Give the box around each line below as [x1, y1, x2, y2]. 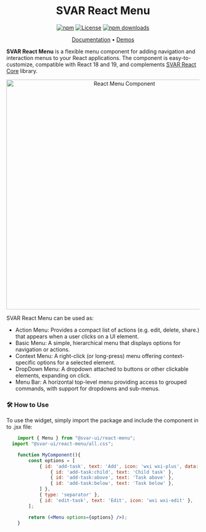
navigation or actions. [15, 346, 71, 353]
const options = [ [28, 457, 75, 463]
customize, [6, 61, 34, 68]
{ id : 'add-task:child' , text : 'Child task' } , [50, 469, 174, 475]
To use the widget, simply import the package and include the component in [6, 417, 199, 424]
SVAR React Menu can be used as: [6, 314, 94, 322]
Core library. [6, 67, 38, 74]
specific [15, 359, 36, 366]
